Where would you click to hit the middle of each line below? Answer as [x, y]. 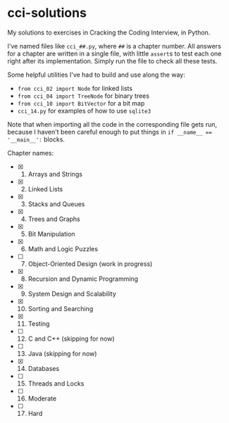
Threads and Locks [56, 383]
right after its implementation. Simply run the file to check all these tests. [112, 61]
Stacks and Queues [56, 204]
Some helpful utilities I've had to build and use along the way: [96, 75]
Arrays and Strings [55, 174]
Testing [39, 323]
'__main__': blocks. [36, 139]
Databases [44, 368]
